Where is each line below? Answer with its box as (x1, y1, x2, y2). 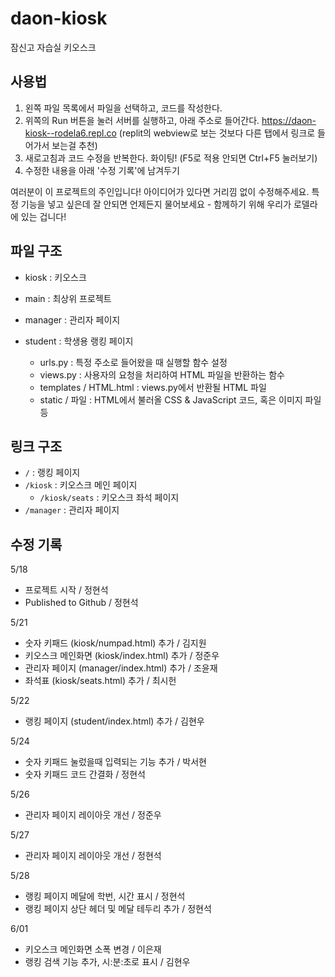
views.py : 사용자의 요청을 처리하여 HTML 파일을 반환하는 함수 (39, 368, 285, 381)
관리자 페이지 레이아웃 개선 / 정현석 (24, 850, 162, 862)
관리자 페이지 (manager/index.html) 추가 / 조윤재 (24, 662, 218, 674)
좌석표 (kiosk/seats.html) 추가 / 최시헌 (24, 675, 177, 687)
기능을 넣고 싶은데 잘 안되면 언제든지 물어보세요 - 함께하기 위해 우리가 (20, 198, 292, 210)
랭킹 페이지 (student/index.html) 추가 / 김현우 (24, 715, 205, 727)
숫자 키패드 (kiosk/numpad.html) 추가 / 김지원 (24, 637, 207, 649)
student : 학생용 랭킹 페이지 (24, 335, 134, 347)
